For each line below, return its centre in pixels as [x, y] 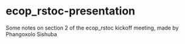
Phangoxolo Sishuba [31, 34]
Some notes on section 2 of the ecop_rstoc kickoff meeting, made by [92, 28]
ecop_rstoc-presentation [70, 11]
